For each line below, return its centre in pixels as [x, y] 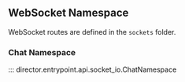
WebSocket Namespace [68, 13]
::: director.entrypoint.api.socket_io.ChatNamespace [92, 69]
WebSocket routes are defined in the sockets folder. [92, 32]
